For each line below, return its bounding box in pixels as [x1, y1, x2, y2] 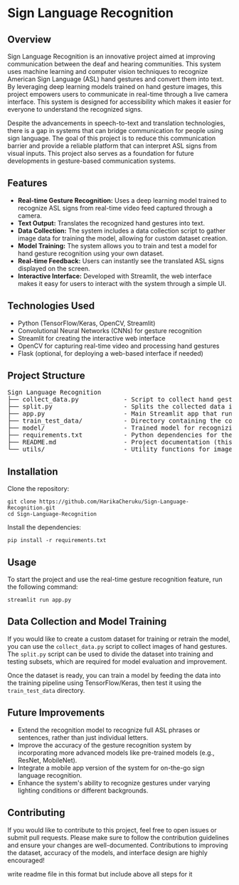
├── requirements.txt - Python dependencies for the [7, 431, 233, 439]
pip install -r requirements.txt [7, 537, 107, 544]
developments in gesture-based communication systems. [7, 157, 176, 165]
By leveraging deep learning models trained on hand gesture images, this [7, 83, 222, 90]
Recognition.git [7, 504, 55, 512]
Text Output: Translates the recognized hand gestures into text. [17, 218, 205, 227]
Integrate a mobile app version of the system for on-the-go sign [17, 763, 205, 772]
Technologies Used [7, 300, 95, 312]
